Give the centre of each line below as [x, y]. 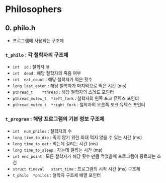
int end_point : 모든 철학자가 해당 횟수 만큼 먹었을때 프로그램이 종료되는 [84, 156]
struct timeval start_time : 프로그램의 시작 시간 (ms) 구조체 [76, 169]
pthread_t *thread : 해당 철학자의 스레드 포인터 [63, 92]
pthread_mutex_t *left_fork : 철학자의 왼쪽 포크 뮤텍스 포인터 [76, 98]
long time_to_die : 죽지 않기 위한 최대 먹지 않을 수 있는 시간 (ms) [77, 137]
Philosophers [33, 9]
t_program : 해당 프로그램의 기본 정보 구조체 [55, 119]
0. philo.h [20, 28]
